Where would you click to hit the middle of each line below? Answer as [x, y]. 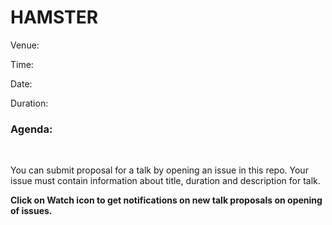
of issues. [31, 211]
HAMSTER [54, 17]
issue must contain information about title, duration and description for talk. [165, 181]
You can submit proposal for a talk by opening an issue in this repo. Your [159, 170]
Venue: [25, 45]
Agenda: [31, 129]
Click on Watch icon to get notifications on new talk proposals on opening [166, 200]
